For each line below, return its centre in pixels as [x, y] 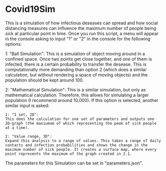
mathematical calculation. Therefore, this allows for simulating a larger [77, 95]
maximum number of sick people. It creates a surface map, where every [81, 149]
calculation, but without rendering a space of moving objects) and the [77, 75]
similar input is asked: [27, 105]
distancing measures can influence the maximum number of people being [81, 28]
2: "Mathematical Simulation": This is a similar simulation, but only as [76, 89]
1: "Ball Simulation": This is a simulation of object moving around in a [75, 54]
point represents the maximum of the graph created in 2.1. [69, 154]
